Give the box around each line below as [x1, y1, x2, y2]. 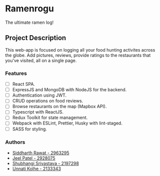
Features [5, 70, 27, 77]
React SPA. [12, 81, 35, 87]
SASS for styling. [12, 126, 47, 132]
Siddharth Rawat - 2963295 [12, 150, 69, 156]
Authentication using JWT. [12, 92, 67, 98]
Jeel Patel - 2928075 [12, 155, 55, 161]
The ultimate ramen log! [5, 19, 54, 25]
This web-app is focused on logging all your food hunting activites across [5, 47, 156, 53]
